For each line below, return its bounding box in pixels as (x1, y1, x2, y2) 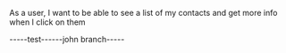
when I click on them (9, 17, 87, 27)
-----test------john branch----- (9, 34, 125, 44)
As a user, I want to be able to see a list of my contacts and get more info (9, 8, 278, 18)
